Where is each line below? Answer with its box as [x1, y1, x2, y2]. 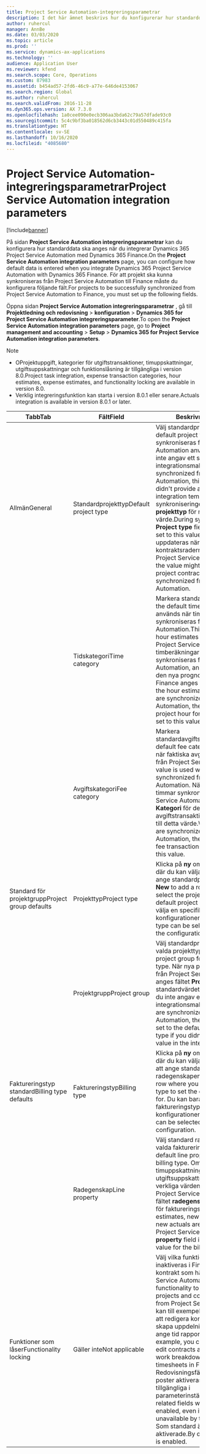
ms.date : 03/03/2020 [6, 32, 59, 38]
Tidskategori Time [73, 652, 124, 660]
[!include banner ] [6, 226, 48, 233]
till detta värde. [155, 819, 199, 827]
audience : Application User [6, 60, 78, 66]
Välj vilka [155, 1253, 181, 1261]
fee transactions [155, 842, 202, 851]
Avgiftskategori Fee [73, 784, 128, 793]
